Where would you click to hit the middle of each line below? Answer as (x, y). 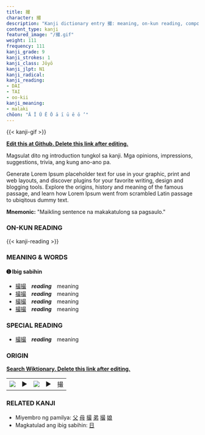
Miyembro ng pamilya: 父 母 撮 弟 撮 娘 (64, 417)
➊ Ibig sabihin (24, 272)
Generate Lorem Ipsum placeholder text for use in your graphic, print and (98, 174)
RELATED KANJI (31, 403)
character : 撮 (24, 18)
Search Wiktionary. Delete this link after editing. (68, 369)
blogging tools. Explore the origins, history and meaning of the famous (95, 187)
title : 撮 (18, 12)
